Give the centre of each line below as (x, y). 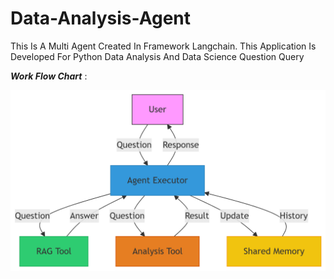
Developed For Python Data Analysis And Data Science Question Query (157, 56)
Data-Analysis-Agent (101, 18)
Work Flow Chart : (49, 76)
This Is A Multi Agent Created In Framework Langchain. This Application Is (163, 46)
